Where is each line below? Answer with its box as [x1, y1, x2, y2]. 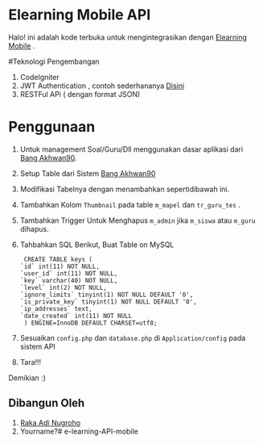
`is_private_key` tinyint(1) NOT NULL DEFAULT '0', [19, 297, 197, 306]
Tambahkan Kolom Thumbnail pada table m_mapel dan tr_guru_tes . [19, 199, 241, 209]
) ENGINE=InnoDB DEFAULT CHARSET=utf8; [23, 319, 158, 327]
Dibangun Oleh [8, 396, 85, 410]
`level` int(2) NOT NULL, [19, 283, 107, 291]
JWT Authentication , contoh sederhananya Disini [19, 81, 185, 90]
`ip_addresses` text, [19, 304, 92, 312]
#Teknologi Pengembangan [8, 57, 100, 66]
